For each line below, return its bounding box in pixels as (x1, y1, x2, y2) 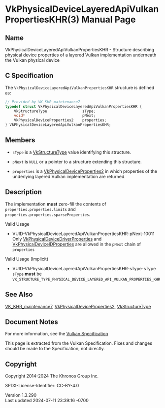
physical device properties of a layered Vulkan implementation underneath (5, 52, 157, 58)
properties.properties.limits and (5, 206, 76, 212)
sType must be (12, 271, 42, 277)
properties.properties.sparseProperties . (5, 211, 91, 217)
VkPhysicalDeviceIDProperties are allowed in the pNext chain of (12, 241, 141, 247)
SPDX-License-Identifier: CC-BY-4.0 (5, 383, 79, 389)
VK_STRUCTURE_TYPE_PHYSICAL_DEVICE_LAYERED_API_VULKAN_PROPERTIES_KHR (12, 277, 161, 282)
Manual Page (81, 14, 136, 25)
